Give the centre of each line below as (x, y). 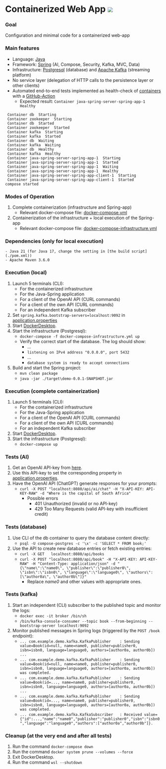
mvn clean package (39, 373)
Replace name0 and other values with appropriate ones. (84, 582)
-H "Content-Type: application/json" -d (73, 564)
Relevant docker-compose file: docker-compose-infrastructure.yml (88, 229)
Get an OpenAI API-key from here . (47, 468)
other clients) (26, 85)
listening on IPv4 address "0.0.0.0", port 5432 (78, 352)
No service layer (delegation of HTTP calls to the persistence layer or (83, 80)
